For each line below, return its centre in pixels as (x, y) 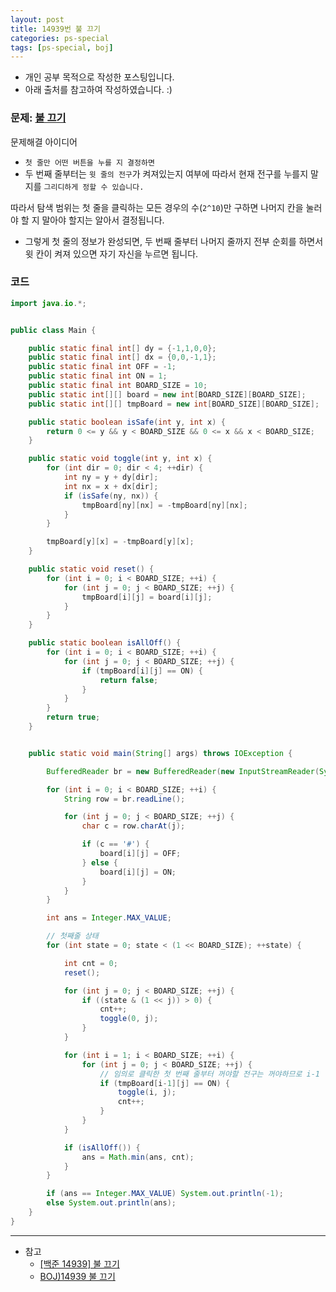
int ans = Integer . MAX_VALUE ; (109, 918)
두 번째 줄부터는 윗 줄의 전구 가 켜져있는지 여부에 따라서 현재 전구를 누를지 (166, 173)
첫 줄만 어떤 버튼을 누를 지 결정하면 (89, 162)
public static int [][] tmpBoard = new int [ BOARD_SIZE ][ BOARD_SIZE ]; (174, 404)
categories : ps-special (60, 38)
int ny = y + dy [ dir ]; (111, 477)
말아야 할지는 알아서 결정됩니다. (103, 220)
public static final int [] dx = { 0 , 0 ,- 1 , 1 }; (122, 357)
